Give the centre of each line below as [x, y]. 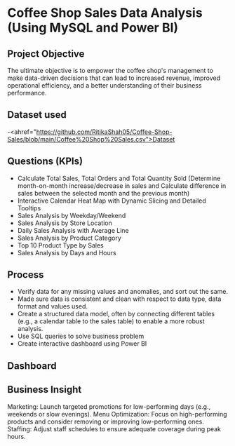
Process [26, 275]
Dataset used [37, 115]
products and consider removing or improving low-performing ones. [106, 421]
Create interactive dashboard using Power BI [82, 344]
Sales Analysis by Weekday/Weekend [72, 215]
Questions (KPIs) [45, 162]
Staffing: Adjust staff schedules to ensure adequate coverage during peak [114, 428]
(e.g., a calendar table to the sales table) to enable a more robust [111, 321]
